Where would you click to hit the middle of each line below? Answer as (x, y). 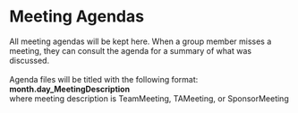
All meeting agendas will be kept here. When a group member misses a (140, 41)
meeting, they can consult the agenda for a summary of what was (131, 50)
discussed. (30, 60)
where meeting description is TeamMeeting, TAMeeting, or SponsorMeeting (149, 98)
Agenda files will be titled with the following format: (104, 79)
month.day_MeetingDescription (70, 89)
